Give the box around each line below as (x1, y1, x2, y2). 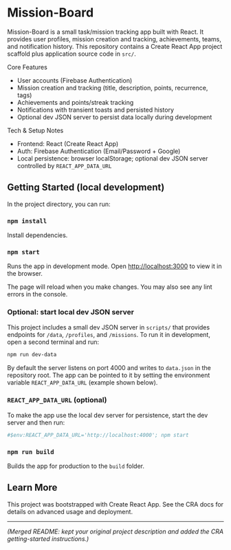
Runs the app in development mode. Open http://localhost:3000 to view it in (7, 262, 222, 270)
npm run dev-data (7, 351, 57, 358)
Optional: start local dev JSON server (7, 307, 134, 317)
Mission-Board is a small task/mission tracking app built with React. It (7, 28, 204, 36)
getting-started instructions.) (7, 534, 89, 542)
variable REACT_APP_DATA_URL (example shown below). (7, 378, 158, 387)
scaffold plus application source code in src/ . (7, 50, 136, 58)
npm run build (7, 448, 54, 456)
